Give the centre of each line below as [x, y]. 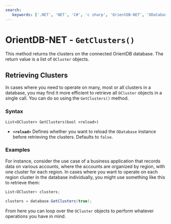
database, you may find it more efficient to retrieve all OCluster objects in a [84, 93]
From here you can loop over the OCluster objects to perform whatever [80, 211]
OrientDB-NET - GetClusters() [70, 40]
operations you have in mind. [36, 216]
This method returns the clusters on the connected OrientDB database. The [84, 54]
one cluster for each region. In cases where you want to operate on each [82, 172]
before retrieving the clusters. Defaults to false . [63, 137]
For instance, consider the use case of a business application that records [83, 161]
